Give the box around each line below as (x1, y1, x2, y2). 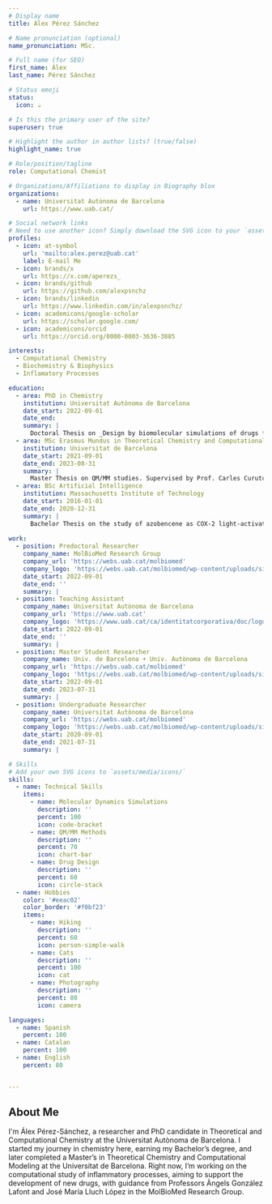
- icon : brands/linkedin (15, 295, 100, 303)
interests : (8, 347, 45, 355)
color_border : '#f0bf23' (23, 903, 107, 912)
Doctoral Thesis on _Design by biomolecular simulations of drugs (29, 429, 259, 438)
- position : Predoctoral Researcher (15, 542, 139, 551)
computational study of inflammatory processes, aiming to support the (8, 1170, 244, 1180)
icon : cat (37, 971, 70, 980)
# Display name (8, 11, 60, 20)
